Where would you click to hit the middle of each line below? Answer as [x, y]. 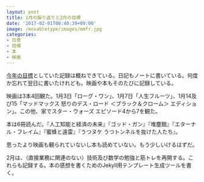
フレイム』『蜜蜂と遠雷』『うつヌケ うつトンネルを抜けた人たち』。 [99, 131]
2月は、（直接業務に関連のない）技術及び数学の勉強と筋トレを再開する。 [97, 157]
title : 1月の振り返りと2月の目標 [44, 18]
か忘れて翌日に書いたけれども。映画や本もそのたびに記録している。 [91, 83]
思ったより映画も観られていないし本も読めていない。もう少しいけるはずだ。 [102, 144]
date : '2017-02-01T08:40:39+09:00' [51, 23]
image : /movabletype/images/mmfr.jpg [54, 29]
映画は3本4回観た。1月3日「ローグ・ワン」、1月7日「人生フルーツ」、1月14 [99, 96]
